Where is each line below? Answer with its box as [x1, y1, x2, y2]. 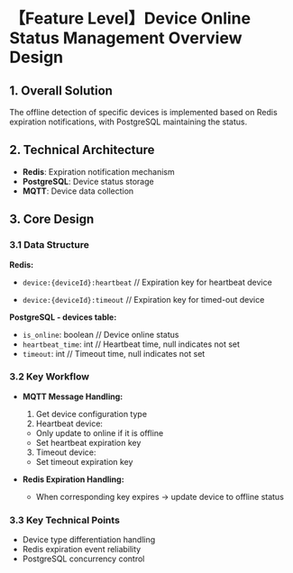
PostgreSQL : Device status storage [22, 176, 155, 186]
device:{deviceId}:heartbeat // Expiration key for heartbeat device [22, 277, 272, 287]
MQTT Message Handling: [22, 391, 124, 402]
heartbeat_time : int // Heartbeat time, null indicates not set [22, 339, 241, 350]
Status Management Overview [9, 28, 243, 49]
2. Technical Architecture [9, 142, 155, 158]
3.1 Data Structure [9, 239, 90, 251]
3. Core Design [9, 212, 95, 227]
